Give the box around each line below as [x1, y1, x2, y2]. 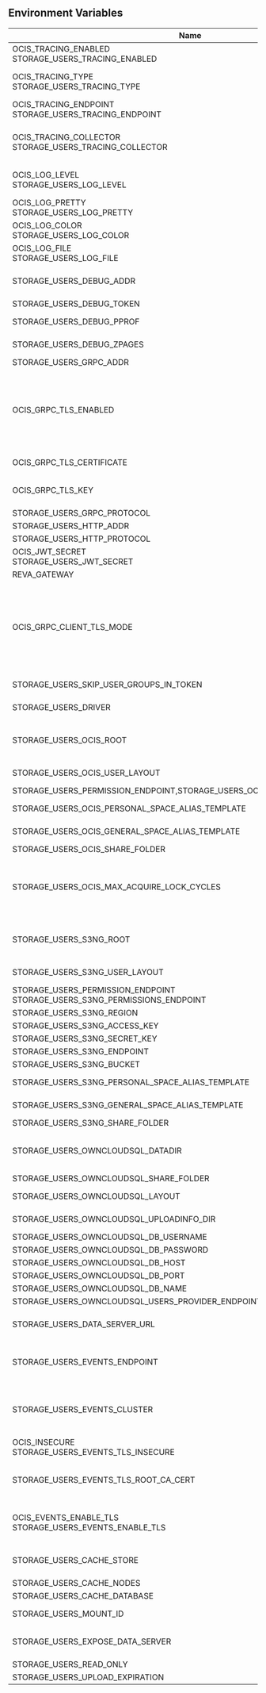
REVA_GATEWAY [12, 569, 74, 580]
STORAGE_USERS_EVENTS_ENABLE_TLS [12, 1522, 166, 1533]
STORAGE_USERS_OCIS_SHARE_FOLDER [12, 843, 166, 854]
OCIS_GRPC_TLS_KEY [12, 484, 93, 495]
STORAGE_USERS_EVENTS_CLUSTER [12, 1403, 154, 1415]
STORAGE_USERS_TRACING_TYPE [12, 81, 141, 92]
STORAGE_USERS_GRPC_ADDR [12, 356, 129, 367]
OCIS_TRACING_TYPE [12, 71, 93, 82]
